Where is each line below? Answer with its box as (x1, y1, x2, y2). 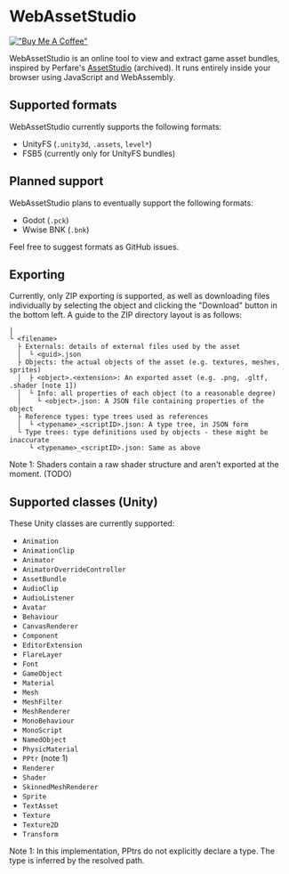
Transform (21, 830, 60, 839)
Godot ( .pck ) (21, 214, 69, 225)
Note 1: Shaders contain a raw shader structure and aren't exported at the (9, 459, 279, 470)
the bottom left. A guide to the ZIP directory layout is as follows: (9, 310, 243, 320)
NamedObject (21, 736, 67, 745)
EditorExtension (21, 641, 83, 651)
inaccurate (9, 436, 50, 445)
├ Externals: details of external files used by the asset (17, 343, 241, 352)
